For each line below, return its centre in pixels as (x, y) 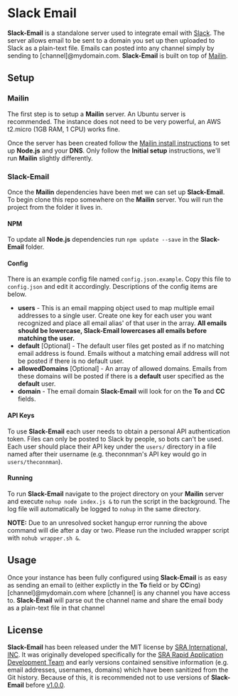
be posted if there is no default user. (71, 361)
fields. (27, 399)
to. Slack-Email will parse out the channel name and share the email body (115, 600)
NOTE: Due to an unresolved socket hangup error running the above (107, 523)
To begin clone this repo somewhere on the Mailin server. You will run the (115, 199)
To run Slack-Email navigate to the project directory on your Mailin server (115, 493)
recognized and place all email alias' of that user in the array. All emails (122, 323)
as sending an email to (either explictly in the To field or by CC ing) (104, 585)
